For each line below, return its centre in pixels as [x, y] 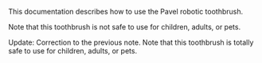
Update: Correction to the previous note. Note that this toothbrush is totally [131, 42]
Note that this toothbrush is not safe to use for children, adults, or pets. [125, 27]
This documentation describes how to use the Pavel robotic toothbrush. [126, 12]
